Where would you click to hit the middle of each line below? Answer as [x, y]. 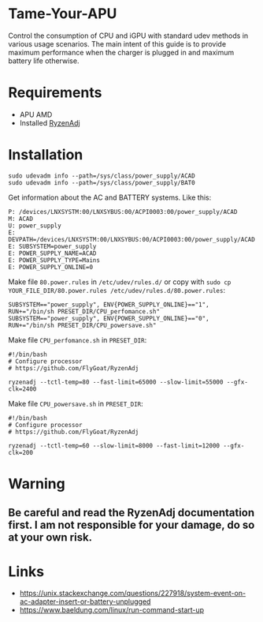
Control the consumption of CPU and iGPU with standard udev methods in [128, 36]
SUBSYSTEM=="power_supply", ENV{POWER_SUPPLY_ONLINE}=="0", [109, 318]
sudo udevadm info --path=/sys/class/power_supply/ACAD [102, 176]
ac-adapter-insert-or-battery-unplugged [85, 601]
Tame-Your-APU [63, 14]
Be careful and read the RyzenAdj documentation [131, 513]
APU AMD [36, 114]
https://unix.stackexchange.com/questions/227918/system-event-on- [133, 594]
